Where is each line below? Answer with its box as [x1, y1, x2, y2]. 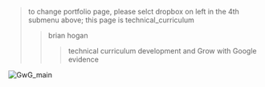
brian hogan [47, 31, 88, 40]
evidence [67, 55, 99, 64]
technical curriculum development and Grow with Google [67, 46, 257, 55]
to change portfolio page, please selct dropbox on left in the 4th [27, 7, 239, 16]
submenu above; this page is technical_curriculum [27, 15, 195, 25]
